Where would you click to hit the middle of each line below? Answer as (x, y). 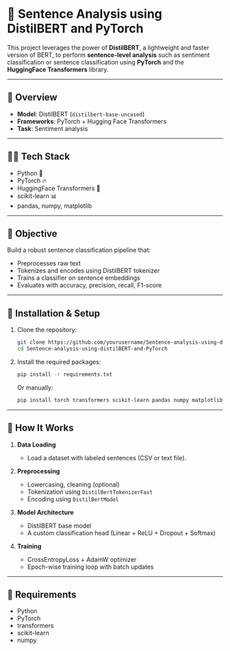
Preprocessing (38, 471)
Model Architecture (45, 512)
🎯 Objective (32, 234)
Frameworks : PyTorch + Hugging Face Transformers (92, 121)
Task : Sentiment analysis (52, 128)
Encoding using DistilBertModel (73, 499)
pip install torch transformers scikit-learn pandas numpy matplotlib (120, 400)
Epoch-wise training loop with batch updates (90, 567)
